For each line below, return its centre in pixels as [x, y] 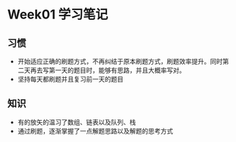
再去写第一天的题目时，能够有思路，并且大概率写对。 [108, 70]
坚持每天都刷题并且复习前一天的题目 [71, 79]
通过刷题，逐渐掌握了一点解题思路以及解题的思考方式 [95, 131]
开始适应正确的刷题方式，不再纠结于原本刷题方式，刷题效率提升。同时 [120, 61]
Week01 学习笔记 [58, 15]
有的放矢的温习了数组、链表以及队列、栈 [77, 122]
